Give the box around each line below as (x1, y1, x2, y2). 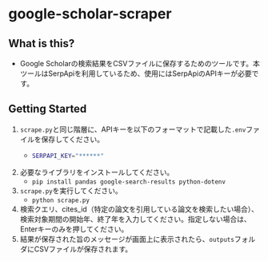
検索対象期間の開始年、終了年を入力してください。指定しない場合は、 (19, 214, 251, 223)
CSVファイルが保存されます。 (34, 244, 133, 254)
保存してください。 (41, 134, 104, 144)
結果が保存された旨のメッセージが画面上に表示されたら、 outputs (19, 234, 234, 243)
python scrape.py (31, 196, 90, 204)
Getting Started (8, 102, 87, 116)
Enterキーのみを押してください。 (19, 224, 129, 234)
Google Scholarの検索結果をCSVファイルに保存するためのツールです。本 (19, 59, 260, 68)
